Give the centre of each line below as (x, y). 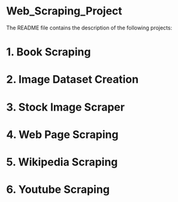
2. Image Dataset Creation (73, 80)
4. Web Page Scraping (62, 134)
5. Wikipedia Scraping (62, 162)
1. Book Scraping (49, 52)
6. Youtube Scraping (58, 190)
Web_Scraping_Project (64, 11)
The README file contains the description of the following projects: (89, 28)
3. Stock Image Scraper (65, 107)
